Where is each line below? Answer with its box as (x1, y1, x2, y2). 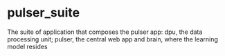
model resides (7, 42, 48, 50)
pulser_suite (7, 5, 80, 21)
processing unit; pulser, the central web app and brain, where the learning (7, 35, 218, 43)
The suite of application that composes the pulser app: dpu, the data (7, 28, 203, 36)
